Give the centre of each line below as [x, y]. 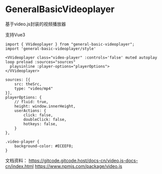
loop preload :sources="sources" [40, 62]
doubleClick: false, [45, 119]
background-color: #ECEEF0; [44, 146]
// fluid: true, [32, 102]
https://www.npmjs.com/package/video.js [78, 166]
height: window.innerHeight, [45, 106]
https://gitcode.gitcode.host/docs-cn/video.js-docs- [83, 160]
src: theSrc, [28, 84]
